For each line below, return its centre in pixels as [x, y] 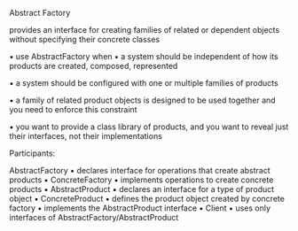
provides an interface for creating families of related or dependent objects [145, 30]
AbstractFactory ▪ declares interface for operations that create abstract [140, 170]
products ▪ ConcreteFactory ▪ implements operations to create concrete [141, 180]
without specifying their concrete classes [85, 39]
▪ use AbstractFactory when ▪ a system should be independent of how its [144, 56]
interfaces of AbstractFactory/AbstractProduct [94, 217]
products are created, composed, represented [94, 66]
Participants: [32, 153]
